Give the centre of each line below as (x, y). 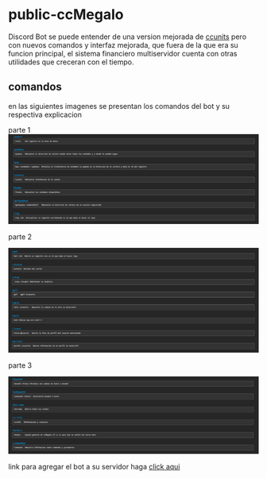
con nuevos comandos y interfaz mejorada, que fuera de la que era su (123, 44)
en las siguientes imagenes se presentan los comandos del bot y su (119, 106)
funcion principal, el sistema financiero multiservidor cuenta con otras (123, 53)
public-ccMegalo (66, 15)
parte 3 (20, 365)
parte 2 (20, 237)
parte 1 (19, 129)
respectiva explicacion (45, 114)
